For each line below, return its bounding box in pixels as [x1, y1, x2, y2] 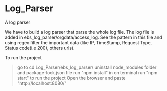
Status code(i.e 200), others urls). [5, 45, 75, 51]
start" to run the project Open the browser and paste [17, 75, 126, 81]
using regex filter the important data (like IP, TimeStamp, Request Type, [5, 39, 152, 45]
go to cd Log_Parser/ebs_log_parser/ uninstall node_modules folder [17, 64, 157, 70]
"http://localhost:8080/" [17, 80, 67, 86]
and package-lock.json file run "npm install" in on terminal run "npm [17, 69, 158, 75]
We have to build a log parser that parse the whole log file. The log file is [5, 29, 154, 35]
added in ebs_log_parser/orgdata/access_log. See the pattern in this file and [5, 34, 162, 40]
